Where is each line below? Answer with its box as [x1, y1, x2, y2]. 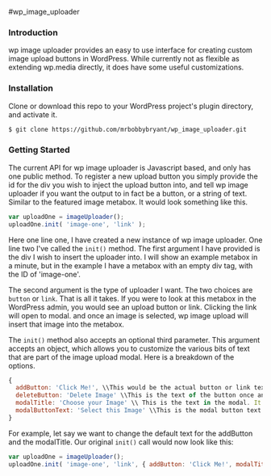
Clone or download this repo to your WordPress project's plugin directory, [8, 101, 254, 111]
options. [8, 360, 36, 370]
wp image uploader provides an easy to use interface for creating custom [8, 45, 252, 55]
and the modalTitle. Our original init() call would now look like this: [8, 436, 234, 447]
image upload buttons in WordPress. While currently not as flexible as [8, 54, 240, 64]
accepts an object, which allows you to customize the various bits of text [8, 343, 250, 353]
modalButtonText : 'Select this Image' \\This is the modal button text [15, 406, 262, 415]
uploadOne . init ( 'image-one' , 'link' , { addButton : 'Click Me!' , [8, 460, 232, 468]
